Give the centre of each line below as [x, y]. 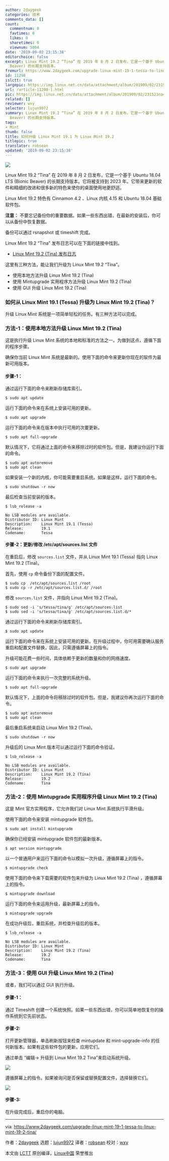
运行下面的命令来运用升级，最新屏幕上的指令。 [54, 904]
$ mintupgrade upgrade [29, 913]
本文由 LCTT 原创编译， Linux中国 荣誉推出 [49, 1153]
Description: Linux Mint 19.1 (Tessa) [49, 524]
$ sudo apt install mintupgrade [39, 829]
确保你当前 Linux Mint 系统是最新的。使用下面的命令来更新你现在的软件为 [81, 357]
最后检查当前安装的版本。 [32, 497]
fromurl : [14, 71]
